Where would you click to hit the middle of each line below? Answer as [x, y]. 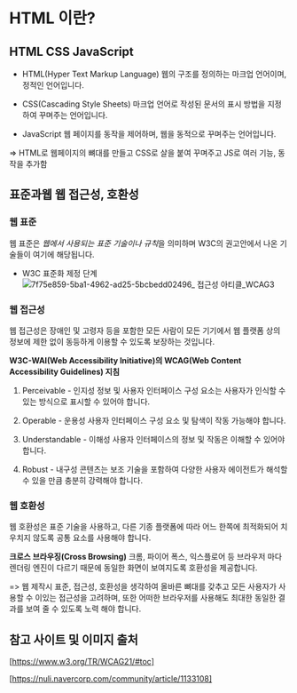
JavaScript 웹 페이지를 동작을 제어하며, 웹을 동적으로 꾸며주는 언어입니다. [149, 134]
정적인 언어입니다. [53, 85]
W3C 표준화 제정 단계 [59, 273]
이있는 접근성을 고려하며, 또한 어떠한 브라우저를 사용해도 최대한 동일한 [156, 598]
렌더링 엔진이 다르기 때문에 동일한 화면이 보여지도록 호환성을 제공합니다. [133, 568]
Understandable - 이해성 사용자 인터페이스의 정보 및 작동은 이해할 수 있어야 [153, 439]
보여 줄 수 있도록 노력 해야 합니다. [83, 609]
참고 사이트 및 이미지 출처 [74, 639]
